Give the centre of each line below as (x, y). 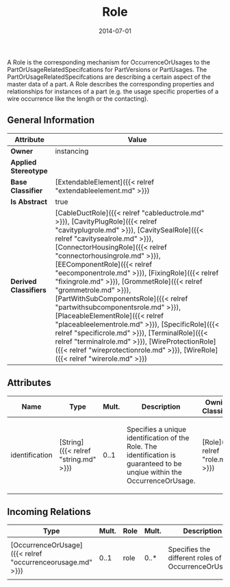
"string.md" (78, 459)
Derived (24, 281)
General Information (51, 120)
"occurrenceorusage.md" (52, 562)
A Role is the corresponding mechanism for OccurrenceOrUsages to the (109, 62)
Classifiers (28, 290)
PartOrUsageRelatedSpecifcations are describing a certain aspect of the (109, 77)
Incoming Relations (49, 512)
